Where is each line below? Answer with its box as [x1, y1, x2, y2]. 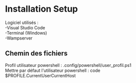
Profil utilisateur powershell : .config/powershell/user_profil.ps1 [5, 62, 132, 68]
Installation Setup [5, 3, 78, 15]
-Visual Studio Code [5, 24, 45, 30]
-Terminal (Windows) [5, 30, 47, 36]
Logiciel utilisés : [5, 20, 39, 25]
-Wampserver [5, 35, 33, 41]
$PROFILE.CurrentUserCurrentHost [5, 72, 76, 79]
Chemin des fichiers [5, 49, 68, 58]
